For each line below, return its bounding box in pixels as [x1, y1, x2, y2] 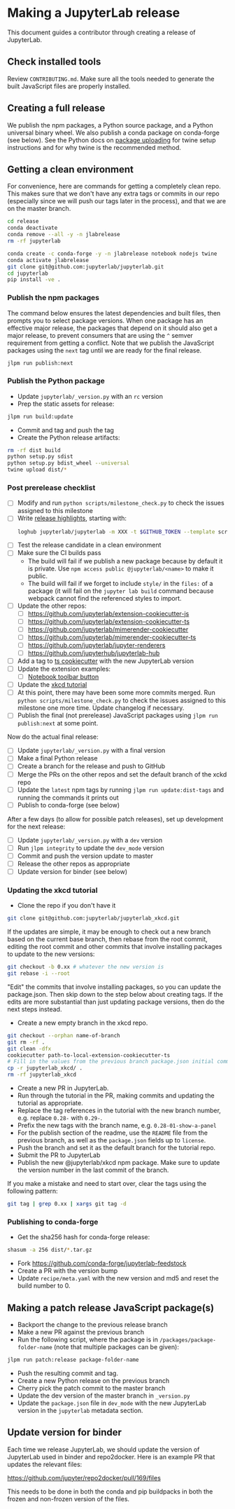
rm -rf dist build [7, 446, 61, 453]
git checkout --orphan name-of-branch [7, 1032, 120, 1039]
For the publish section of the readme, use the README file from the [17, 1128, 208, 1137]
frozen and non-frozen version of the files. [7, 1494, 130, 1503]
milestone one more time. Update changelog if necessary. [17, 704, 185, 712]
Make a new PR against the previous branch [17, 1327, 145, 1336]
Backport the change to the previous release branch [17, 1320, 168, 1329]
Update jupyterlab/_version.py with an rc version [17, 392, 163, 400]
